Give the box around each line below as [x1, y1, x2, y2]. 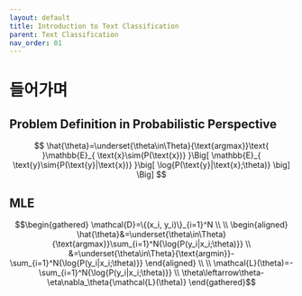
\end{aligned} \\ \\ [145, 258, 212, 269]
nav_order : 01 [9, 38, 63, 48]
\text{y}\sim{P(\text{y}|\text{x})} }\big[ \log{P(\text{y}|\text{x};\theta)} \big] [12, 160, 291, 171]
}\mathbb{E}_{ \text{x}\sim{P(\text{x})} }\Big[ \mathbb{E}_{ [41, 150, 261, 161]
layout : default [9, 13, 70, 23]
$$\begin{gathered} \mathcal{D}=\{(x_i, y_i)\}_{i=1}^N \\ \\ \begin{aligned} [14, 219, 288, 230]
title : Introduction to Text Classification [9, 22, 179, 31]
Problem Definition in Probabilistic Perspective [9, 116, 278, 132]
